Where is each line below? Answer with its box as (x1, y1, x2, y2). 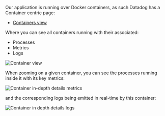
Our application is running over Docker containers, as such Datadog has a (5, 5, 160, 10)
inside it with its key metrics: (5, 75, 65, 81)
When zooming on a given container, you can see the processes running (5, 70, 157, 76)
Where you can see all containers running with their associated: (5, 30, 139, 35)
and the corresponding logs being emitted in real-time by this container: (5, 95, 156, 101)
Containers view (12, 20, 47, 25)
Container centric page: (5, 10, 55, 16)
